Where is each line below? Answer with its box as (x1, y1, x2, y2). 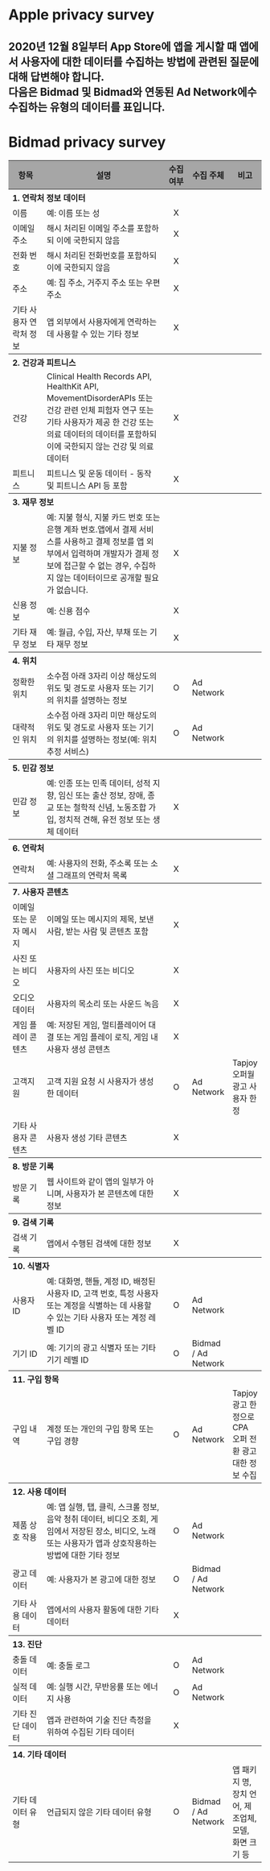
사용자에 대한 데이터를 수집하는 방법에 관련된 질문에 (20, 55, 260, 68)
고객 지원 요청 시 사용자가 (47, 1076, 137, 1087)
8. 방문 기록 (12, 1160, 55, 1172)
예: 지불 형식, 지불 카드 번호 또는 (47, 512, 161, 523)
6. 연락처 (12, 842, 45, 853)
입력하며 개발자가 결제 (71, 548, 150, 559)
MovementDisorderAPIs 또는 (47, 392, 153, 404)
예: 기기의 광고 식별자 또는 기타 (47, 1342, 157, 1353)
